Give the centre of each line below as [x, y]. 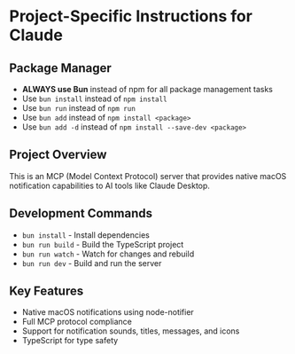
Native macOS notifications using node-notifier [108, 312]
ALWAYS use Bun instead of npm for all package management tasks [147, 89]
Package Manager [61, 68]
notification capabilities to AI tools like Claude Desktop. [110, 185]
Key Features [47, 291]
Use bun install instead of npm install [94, 98]
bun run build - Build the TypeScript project [103, 244]
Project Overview [58, 155]
